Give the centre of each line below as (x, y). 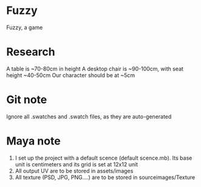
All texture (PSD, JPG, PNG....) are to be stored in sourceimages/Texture (105, 177)
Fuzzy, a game (25, 27)
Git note (27, 100)
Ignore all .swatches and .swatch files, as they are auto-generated (89, 117)
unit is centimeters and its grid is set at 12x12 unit (77, 164)
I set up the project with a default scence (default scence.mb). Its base (104, 158)
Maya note (33, 141)
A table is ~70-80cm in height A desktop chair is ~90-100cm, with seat (95, 69)
